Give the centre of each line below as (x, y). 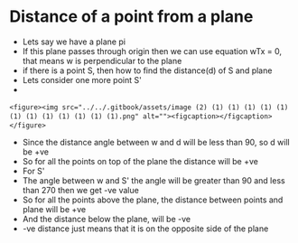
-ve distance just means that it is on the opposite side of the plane (145, 229)
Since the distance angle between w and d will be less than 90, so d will (156, 142)
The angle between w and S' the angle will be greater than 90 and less (154, 180)
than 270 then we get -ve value (81, 190)
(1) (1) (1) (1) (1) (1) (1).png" (74, 116)
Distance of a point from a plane (131, 17)
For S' (33, 171)
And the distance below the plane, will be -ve (107, 219)
